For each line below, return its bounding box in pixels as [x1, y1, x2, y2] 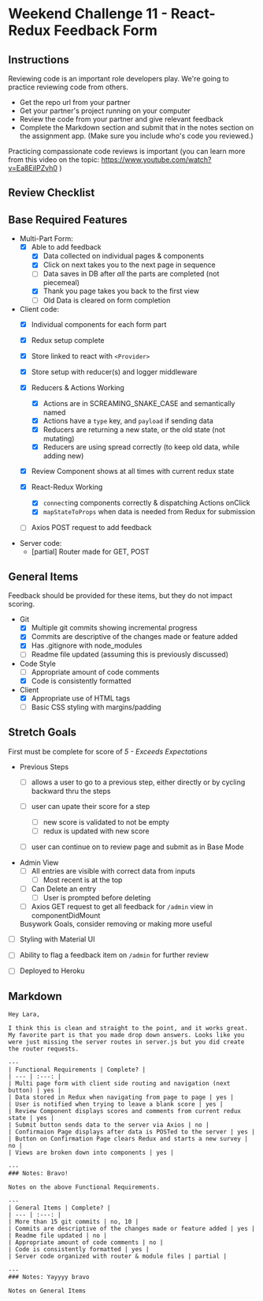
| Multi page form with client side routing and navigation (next [8, 1080, 231, 1088]
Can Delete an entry [31, 884, 97, 893]
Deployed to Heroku [19, 966, 85, 976]
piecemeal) [43, 278, 80, 288]
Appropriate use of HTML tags [31, 693, 131, 703]
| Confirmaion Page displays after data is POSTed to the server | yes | [8, 1128, 256, 1136]
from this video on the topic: [8, 155, 100, 164]
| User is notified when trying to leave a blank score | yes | [8, 1100, 224, 1108]
